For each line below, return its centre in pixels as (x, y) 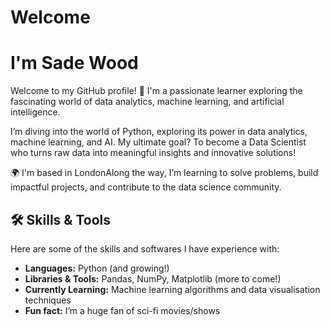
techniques (48, 300)
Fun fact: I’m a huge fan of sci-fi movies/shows (122, 310)
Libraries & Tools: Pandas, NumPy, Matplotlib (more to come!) (153, 278)
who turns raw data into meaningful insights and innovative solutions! (153, 153)
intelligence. (35, 112)
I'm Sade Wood (74, 63)
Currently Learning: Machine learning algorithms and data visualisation (172, 289)
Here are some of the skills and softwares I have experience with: (145, 248)
